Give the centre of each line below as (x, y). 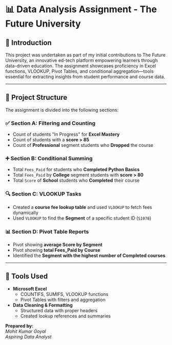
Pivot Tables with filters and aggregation (63, 299)
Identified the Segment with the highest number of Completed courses (89, 255)
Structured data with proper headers (59, 310)
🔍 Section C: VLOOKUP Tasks (44, 194)
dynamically (25, 212)
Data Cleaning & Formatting (43, 305)
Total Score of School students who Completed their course (76, 180)
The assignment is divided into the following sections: (62, 110)
